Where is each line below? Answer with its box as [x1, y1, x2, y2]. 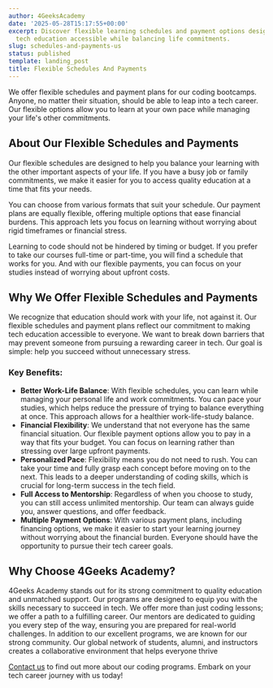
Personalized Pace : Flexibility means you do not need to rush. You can [19, 454, 258, 464]
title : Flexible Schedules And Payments [8, 65, 148, 73]
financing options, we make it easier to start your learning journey [19, 523, 241, 533]
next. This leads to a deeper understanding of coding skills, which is [19, 472, 249, 482]
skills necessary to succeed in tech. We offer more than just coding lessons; [8, 603, 264, 613]
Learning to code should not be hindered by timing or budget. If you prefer [8, 241, 258, 251]
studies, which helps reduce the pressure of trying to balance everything [19, 403, 264, 413]
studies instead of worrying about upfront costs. [8, 267, 171, 277]
